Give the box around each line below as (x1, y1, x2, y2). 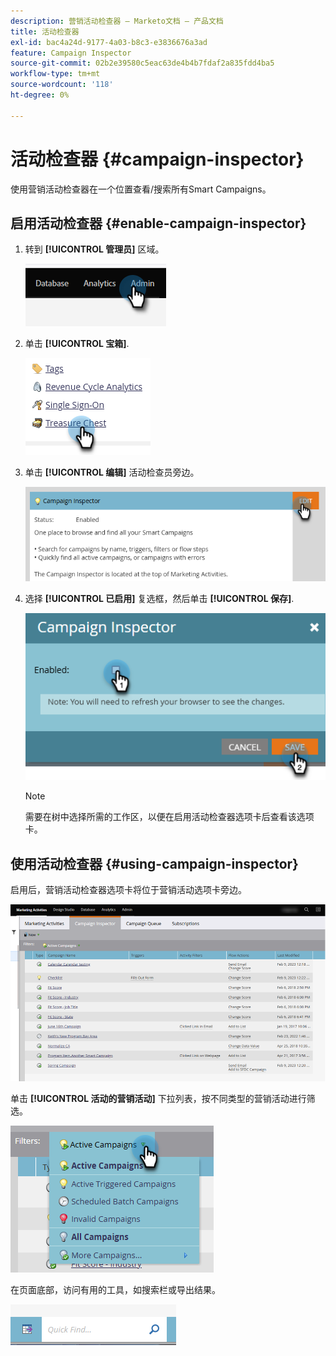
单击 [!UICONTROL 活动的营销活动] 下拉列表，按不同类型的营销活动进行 (10, 1093, 307, 1105)
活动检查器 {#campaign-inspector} (10, 148, 305, 170)
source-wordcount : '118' (10, 80, 114, 90)
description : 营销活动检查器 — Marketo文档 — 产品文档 (10, 16, 224, 26)
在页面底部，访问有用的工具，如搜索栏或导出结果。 (10, 1284, 221, 1296)
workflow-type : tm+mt (10, 69, 101, 79)
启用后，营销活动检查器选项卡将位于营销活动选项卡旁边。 (10, 884, 247, 896)
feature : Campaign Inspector (10, 48, 132, 58)
